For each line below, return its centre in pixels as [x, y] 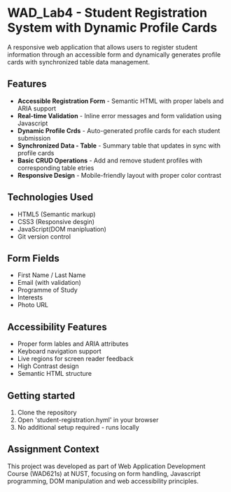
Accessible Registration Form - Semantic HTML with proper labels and [120, 101]
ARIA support [37, 108]
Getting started [41, 396]
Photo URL [33, 305]
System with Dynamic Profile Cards [112, 28]
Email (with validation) [49, 283]
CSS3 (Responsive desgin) [56, 221]
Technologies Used [50, 197]
